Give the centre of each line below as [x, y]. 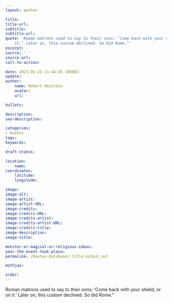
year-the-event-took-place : [35, 252]
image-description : [26, 233]
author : [14, 81]
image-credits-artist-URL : [34, 223]
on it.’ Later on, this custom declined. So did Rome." [60, 295]
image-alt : [17, 194]
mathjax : [15, 265]
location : [16, 161]
